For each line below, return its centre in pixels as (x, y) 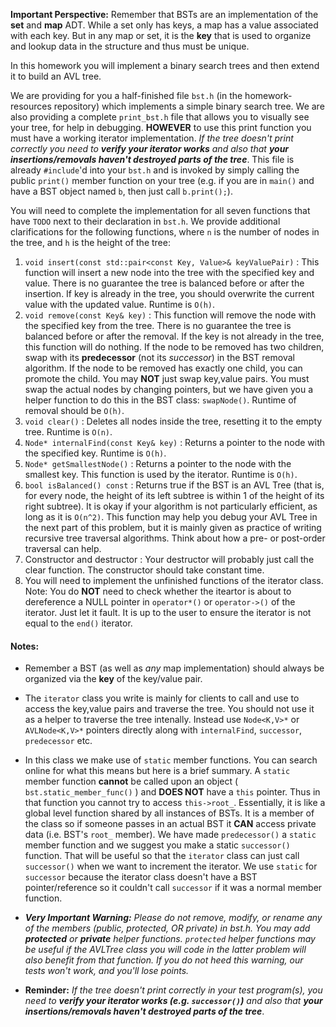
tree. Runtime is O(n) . (68, 432)
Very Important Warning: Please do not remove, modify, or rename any (173, 918)
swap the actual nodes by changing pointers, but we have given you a (169, 389)
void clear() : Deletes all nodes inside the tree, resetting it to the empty (173, 421)
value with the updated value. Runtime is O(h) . (119, 304)
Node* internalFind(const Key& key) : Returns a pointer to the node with (175, 442)
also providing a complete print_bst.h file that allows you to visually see (160, 117)
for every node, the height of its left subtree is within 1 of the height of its (174, 495)
